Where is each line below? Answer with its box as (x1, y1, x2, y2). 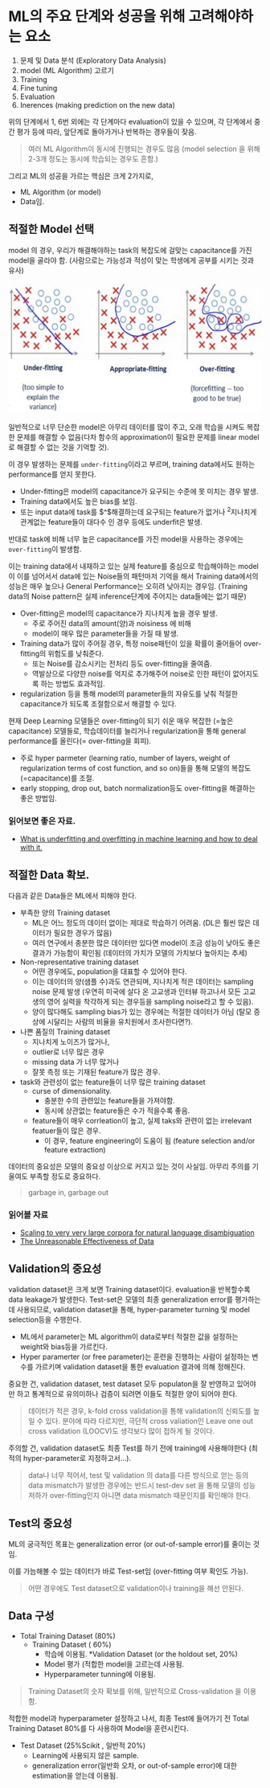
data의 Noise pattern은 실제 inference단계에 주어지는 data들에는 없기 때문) (8, 591, 247, 601)
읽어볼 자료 (8, 1209, 49, 1221)
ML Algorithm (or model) (19, 186, 102, 197)
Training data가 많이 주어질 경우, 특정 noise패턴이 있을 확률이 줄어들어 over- (19, 639, 262, 649)
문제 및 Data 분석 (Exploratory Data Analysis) (19, 55, 167, 65)
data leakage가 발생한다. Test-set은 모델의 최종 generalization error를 (8, 1295, 233, 1304)
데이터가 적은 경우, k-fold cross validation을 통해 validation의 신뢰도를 (27, 1406, 252, 1416)
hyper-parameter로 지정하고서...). (22, 1454, 131, 1463)
